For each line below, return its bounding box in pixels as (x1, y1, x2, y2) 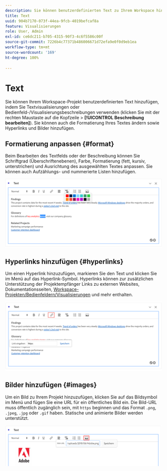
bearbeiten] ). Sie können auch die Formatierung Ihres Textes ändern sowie (5, 120, 160, 126)
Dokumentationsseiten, (5, 286, 53, 293)
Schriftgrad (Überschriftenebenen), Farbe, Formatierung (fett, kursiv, (5, 158, 146, 164)
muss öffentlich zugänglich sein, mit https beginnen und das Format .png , (5, 404, 157, 410)
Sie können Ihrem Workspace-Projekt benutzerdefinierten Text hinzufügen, (5, 99, 159, 105)
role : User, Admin (5, 29, 43, 34)
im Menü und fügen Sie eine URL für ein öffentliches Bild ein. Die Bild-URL (5, 399, 157, 405)
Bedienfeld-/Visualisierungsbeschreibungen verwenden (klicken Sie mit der (5, 109, 160, 115)
